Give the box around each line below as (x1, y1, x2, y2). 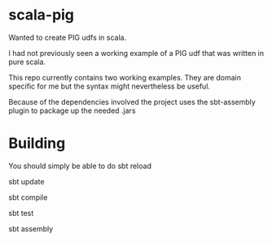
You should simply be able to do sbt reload (8, 161, 152, 171)
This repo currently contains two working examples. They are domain (8, 72, 242, 82)
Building (8, 134, 66, 153)
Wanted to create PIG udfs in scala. (8, 32, 127, 42)
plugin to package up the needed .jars (8, 106, 136, 115)
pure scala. (8, 57, 46, 67)
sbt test (8, 208, 34, 218)
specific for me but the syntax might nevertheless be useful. (8, 81, 210, 91)
